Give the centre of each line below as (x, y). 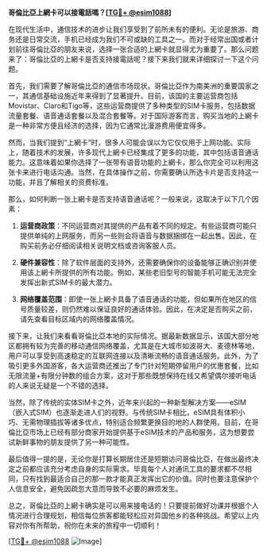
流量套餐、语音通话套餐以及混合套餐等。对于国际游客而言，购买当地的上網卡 (133, 115)
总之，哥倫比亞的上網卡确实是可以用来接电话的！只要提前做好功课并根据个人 (133, 506)
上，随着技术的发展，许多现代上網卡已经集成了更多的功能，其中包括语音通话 (133, 152)
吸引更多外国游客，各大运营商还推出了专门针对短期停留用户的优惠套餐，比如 (133, 365)
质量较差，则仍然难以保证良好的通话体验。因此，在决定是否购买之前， (141, 309)
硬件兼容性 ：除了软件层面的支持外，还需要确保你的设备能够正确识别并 (135, 262)
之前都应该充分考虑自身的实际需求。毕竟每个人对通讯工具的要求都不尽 (130, 469)
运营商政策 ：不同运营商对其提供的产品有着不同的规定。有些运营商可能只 (138, 226)
